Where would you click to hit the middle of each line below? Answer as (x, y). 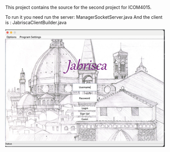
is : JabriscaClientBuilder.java (36, 23)
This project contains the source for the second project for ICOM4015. (78, 7)
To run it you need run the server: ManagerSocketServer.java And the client (84, 17)
